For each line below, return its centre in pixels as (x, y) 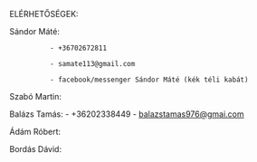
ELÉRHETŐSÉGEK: (44, 14)
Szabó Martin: (35, 96)
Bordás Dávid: (35, 149)
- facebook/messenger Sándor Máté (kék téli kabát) (149, 80)
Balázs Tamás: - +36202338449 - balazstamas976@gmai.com (127, 114)
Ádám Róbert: (35, 132)
